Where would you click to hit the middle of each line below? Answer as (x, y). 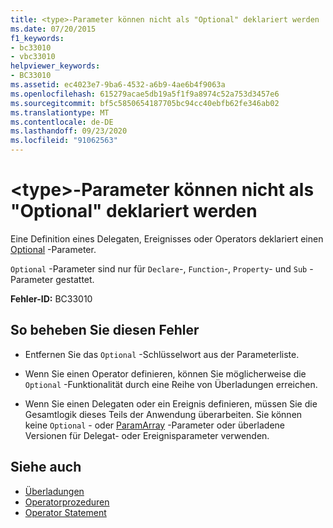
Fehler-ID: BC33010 (51, 298)
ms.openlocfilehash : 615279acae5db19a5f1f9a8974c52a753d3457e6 (145, 94)
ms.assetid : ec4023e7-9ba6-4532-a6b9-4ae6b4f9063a (118, 85)
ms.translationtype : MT (60, 112)
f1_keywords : (37, 38)
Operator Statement (65, 512)
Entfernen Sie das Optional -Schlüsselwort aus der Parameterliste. (162, 354)
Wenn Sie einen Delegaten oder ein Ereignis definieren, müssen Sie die (171, 403)
